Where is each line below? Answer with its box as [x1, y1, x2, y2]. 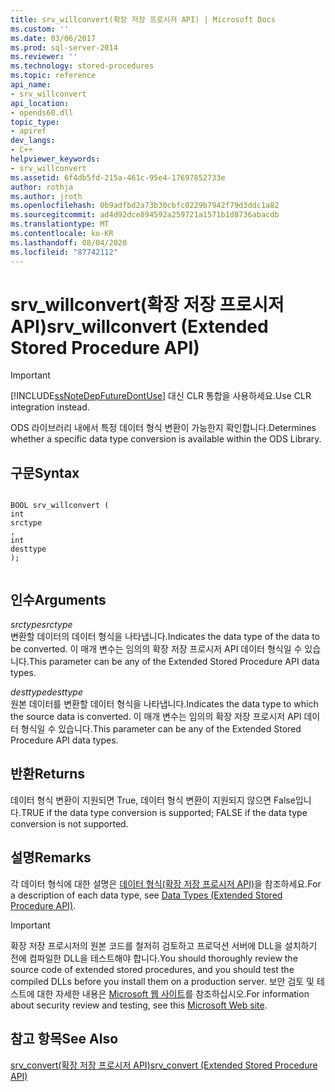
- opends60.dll [10, 107, 74, 118]
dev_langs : [10, 136, 56, 146]
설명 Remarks [10, 849, 92, 866]
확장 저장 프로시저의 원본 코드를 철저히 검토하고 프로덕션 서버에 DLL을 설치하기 [10, 939, 318, 951]
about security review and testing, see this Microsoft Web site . [10, 999, 268, 1011]
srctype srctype [10, 619, 73, 631]
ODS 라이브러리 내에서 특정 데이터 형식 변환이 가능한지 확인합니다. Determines [10, 422, 317, 434]
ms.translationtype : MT [10, 219, 110, 230]
